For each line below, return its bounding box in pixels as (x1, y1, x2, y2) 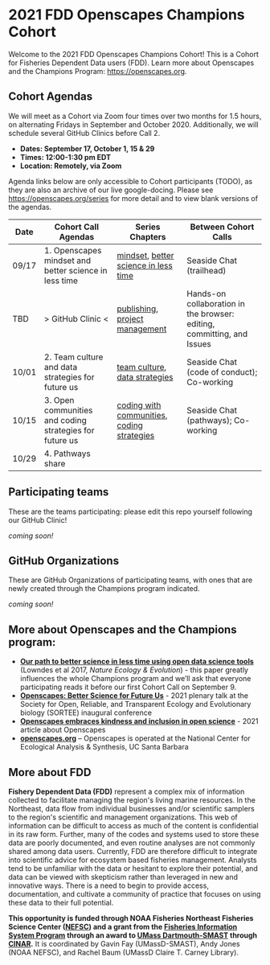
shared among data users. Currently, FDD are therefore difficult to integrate (8, 847, 258, 856)
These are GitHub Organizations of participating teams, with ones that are (8, 575, 253, 585)
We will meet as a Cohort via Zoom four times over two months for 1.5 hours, (8, 111, 262, 121)
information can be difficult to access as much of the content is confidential (8, 821, 259, 830)
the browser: (186, 308, 235, 319)
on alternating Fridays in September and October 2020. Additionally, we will (8, 119, 259, 129)
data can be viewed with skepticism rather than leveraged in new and (8, 873, 239, 881)
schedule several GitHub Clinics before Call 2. (8, 128, 161, 138)
